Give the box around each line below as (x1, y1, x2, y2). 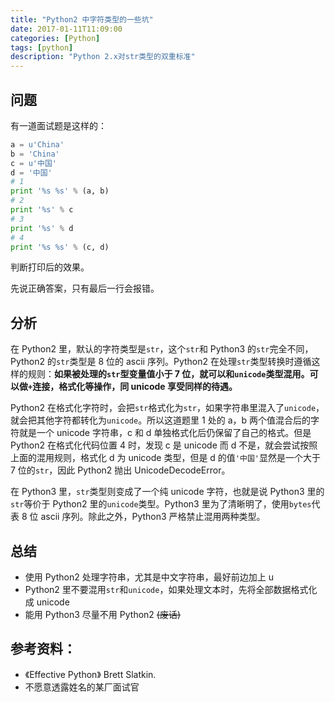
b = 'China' (10, 149, 60, 159)
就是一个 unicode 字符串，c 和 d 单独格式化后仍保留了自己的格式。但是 (18, 427, 312, 439)
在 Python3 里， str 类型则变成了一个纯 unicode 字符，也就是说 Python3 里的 (10, 486, 325, 498)
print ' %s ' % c (10, 205, 74, 215)
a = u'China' (10, 139, 65, 150)
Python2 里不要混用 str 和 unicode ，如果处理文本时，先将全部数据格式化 (24, 584, 318, 596)
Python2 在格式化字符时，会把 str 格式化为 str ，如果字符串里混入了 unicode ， (10, 402, 325, 414)
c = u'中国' (10, 158, 57, 168)
